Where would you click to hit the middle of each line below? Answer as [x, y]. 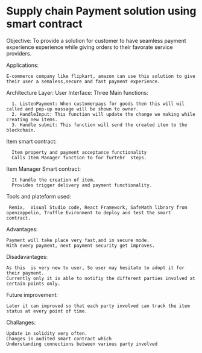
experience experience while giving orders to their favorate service [90, 47]
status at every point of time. [47, 311]
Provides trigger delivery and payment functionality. [82, 185]
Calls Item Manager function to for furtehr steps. [79, 157]
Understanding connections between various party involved [82, 344]
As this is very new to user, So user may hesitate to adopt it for [96, 268]
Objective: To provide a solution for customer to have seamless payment [96, 40]
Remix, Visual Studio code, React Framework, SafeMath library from [98, 207]
